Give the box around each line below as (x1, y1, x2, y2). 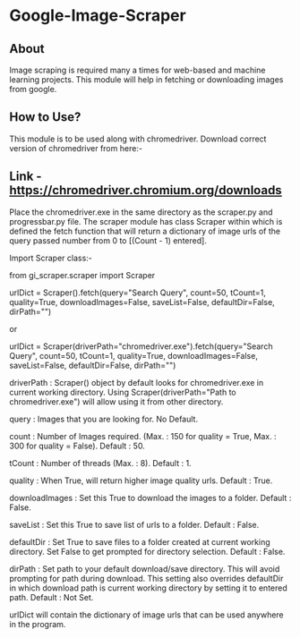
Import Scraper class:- (9, 252, 92, 263)
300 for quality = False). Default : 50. (9, 440, 145, 451)
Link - (9, 169, 42, 184)
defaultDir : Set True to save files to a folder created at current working (9, 536, 270, 547)
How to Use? (9, 109, 81, 125)
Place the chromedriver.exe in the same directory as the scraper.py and (9, 207, 273, 217)
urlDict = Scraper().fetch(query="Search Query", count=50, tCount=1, (9, 287, 267, 298)
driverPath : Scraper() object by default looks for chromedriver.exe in (9, 377, 264, 387)
